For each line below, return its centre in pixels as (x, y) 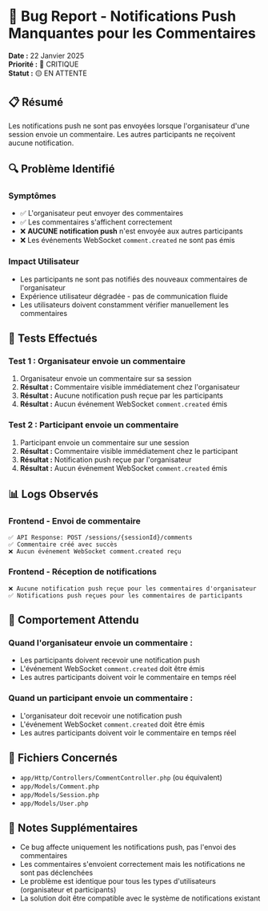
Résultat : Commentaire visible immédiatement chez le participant (129, 451)
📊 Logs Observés (53, 494)
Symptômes (32, 196)
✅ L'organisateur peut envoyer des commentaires (102, 213)
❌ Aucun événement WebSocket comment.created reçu (95, 552)
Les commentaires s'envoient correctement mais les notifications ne (132, 864)
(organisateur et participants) (68, 890)
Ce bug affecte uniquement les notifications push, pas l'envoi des (128, 847)
